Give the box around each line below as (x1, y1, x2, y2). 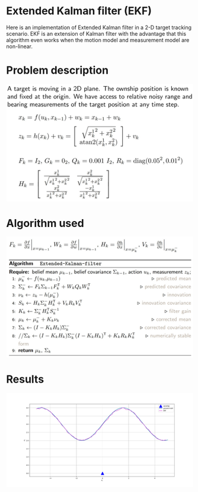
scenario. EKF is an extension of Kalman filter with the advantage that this (6, 30, 187, 37)
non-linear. (6, 43, 33, 50)
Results (6, 373, 44, 386)
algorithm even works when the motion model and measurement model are (6, 36, 190, 43)
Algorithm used (6, 217, 84, 230)
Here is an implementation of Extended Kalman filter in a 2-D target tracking (6, 24, 191, 31)
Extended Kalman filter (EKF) (6, 4, 152, 18)
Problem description (6, 64, 108, 77)
